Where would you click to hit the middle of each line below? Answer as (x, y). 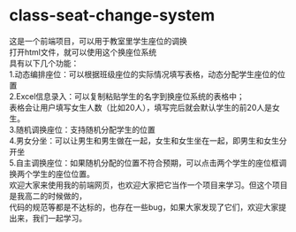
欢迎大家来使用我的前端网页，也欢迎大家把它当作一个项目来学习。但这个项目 (148, 185)
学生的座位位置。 (63, 174)
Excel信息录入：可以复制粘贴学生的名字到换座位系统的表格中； (130, 96)
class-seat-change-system (112, 15)
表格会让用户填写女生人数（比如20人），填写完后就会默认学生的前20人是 (140, 107)
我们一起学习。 (59, 218)
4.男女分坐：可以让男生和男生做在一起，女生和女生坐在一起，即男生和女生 (144, 140)
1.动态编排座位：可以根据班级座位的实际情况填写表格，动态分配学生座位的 (144, 74)
